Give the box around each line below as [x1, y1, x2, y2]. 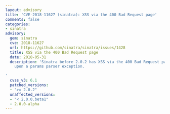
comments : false [5, 17, 39, 22]
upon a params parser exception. [14, 64, 85, 69]
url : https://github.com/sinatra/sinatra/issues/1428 [10, 45, 125, 50]
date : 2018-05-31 [10, 54, 47, 60]
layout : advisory [5, 7, 42, 13]
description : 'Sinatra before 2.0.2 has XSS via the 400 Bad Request [10, 59, 159, 64]
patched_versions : [10, 83, 49, 88]
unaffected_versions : [10, 92, 56, 97]
